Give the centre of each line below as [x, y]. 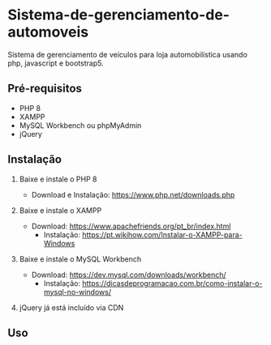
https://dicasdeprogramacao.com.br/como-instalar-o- [172, 283]
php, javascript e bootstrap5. [56, 63]
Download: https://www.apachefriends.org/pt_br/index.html [131, 226]
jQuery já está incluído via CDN [71, 307]
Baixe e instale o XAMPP [60, 210]
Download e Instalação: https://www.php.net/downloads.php [133, 194]
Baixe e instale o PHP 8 [58, 179]
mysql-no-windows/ [77, 292]
